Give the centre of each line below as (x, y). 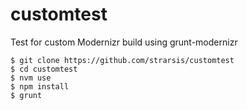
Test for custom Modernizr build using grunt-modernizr (124, 42)
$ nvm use (31, 78)
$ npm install (40, 86)
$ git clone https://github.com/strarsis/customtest (122, 60)
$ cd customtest (44, 69)
